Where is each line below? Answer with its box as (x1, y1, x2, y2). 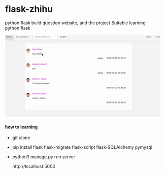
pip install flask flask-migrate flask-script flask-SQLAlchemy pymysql (12, 144, 153, 150)
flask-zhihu (5, 3, 53, 15)
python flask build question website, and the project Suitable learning (5, 20, 146, 26)
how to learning (5, 124, 38, 130)
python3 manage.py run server (12, 154, 75, 160)
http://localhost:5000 (12, 164, 56, 170)
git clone (12, 135, 31, 141)
